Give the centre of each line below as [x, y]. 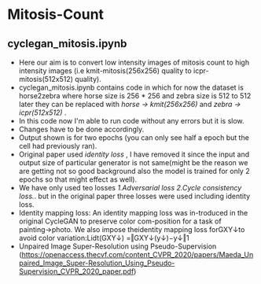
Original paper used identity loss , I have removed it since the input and [134, 154]
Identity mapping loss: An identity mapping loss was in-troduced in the [133, 213]
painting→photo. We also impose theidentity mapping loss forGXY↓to [132, 229]
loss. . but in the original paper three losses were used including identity [134, 196]
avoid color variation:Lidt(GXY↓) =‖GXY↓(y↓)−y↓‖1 [104, 238]
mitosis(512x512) [46, 79]
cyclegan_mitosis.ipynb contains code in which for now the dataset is [131, 87]
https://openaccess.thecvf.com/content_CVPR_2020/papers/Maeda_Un [138, 254]
